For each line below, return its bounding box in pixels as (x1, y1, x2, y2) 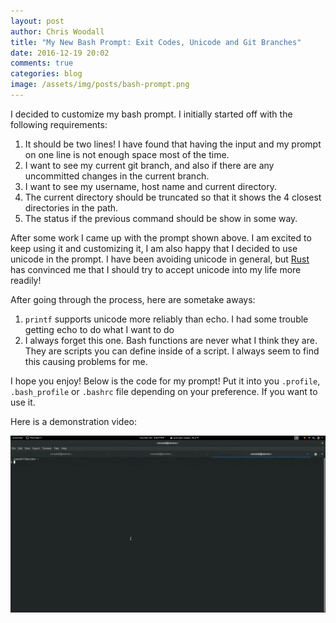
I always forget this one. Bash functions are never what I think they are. (24, 334, 318, 346)
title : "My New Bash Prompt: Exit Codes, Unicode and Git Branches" (10, 37, 302, 47)
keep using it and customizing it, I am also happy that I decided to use (10, 242, 298, 254)
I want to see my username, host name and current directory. (24, 180, 277, 192)
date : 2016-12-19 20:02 (10, 48, 110, 58)
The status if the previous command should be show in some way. (24, 212, 298, 224)
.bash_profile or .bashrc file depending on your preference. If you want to (10, 385, 318, 397)
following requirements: (10, 118, 108, 130)
